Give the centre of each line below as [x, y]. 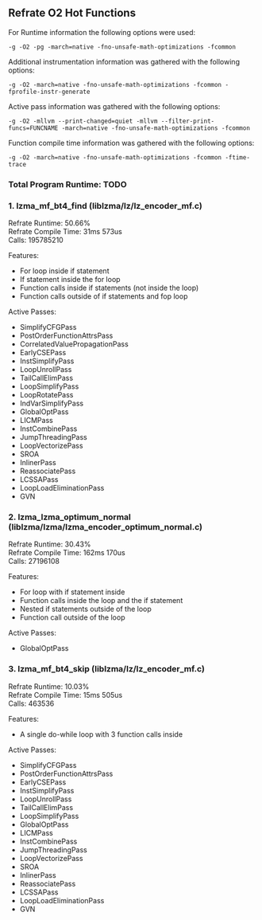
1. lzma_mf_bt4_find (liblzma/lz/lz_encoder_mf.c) [105, 206]
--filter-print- [188, 121]
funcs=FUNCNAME [33, 128]
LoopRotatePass [46, 395]
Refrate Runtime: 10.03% [49, 686]
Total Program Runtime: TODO [67, 184]
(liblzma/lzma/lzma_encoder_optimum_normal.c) [105, 527]
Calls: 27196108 [34, 562]
